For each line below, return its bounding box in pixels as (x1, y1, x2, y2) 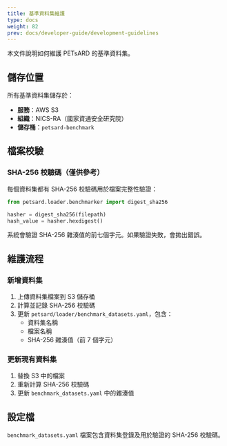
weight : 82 (7, 23, 39, 30)
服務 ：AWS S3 (17, 106, 59, 114)
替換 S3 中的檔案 (17, 371, 66, 380)
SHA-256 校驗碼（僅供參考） (7, 167, 105, 177)
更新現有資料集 (7, 354, 57, 364)
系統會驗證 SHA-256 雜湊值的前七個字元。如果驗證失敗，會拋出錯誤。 (7, 231, 206, 239)
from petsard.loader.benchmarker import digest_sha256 (7, 198, 168, 205)
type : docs (7, 17, 39, 24)
